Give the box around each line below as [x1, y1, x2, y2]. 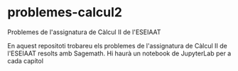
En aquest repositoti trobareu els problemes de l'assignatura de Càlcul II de [7, 41, 227, 50]
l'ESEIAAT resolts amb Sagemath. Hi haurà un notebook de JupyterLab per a [7, 49, 232, 58]
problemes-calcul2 [7, 4, 123, 21]
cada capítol [7, 56, 44, 65]
